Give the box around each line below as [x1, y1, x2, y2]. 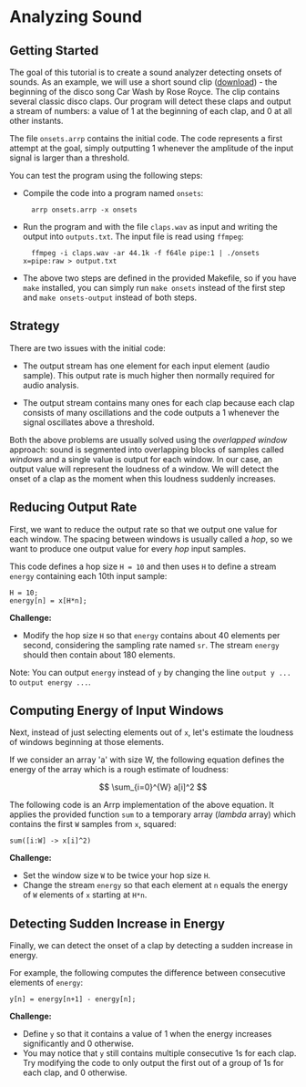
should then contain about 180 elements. [22, 649, 176, 660]
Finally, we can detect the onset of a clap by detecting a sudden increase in [9, 940, 293, 951]
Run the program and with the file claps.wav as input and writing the [22, 222, 278, 232]
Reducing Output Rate [9, 500, 138, 515]
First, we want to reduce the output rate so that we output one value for [9, 523, 278, 534]
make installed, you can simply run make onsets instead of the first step [22, 283, 286, 293]
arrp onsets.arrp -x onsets [31, 205, 138, 214]
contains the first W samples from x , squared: [9, 819, 177, 830]
